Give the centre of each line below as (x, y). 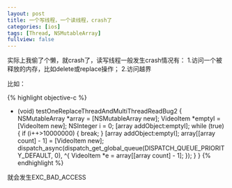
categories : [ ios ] (34, 26)
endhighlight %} (40, 163)
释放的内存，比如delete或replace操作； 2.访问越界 (79, 69)
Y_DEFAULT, (35, 156)
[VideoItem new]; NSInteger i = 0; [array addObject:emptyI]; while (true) (121, 126)
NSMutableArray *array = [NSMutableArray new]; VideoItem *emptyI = (119, 118)
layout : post (26, 14)
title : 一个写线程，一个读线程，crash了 (60, 20)
